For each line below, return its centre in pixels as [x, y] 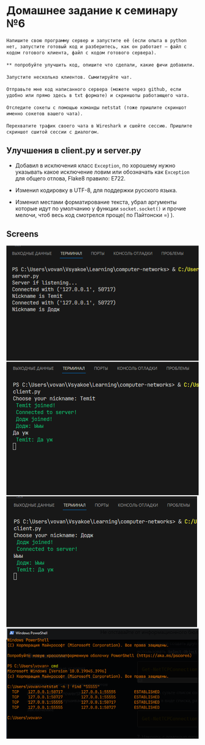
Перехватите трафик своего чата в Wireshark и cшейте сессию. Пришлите [99, 126]
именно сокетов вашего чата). [45, 113]
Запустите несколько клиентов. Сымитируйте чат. [69, 77]
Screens [22, 234]
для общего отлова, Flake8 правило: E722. [70, 178]
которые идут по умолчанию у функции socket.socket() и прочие [100, 209]
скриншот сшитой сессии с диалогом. [53, 132]
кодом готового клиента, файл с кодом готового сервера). [81, 52]
